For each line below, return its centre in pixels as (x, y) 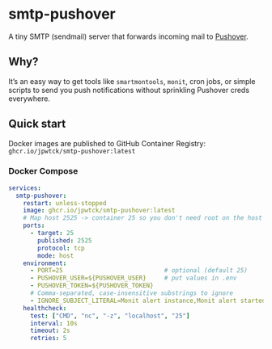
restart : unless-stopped (65, 203)
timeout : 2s (50, 331)
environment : (45, 263)
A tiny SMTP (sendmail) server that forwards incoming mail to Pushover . (128, 36)
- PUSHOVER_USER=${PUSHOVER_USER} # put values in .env (133, 278)
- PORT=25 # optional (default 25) (139, 271)
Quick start (37, 124)
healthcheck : (45, 308)
